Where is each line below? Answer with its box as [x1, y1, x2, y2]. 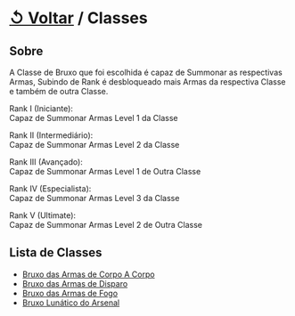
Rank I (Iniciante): [9, 103, 74, 114]
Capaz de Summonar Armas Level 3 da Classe [9, 193, 180, 203]
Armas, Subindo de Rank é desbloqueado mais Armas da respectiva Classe [9, 77, 287, 87]
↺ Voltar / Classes [9, 8, 149, 28]
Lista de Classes [9, 245, 102, 261]
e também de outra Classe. [9, 86, 109, 96]
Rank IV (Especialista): [9, 183, 92, 194]
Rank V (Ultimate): [9, 210, 77, 221]
